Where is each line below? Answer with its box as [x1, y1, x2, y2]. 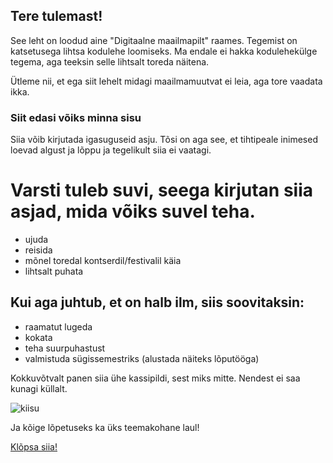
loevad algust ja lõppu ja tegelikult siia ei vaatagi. [10, 144, 212, 156]
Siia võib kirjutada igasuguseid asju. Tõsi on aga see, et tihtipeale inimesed [10, 134, 318, 146]
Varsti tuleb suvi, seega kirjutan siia [10, 179, 314, 202]
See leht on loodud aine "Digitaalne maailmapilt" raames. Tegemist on [10, 34, 298, 46]
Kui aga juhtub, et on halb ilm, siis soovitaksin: [10, 294, 305, 311]
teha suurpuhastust [24, 342, 106, 354]
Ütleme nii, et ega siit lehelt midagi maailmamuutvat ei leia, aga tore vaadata [10, 75, 323, 87]
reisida [24, 244, 53, 256]
